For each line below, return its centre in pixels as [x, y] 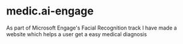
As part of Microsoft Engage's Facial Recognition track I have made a [91, 28]
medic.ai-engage [50, 11]
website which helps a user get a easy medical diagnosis [76, 34]
